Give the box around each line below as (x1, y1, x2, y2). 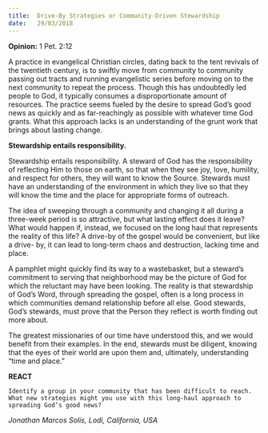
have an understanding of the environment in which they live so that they (8, 181, 249, 191)
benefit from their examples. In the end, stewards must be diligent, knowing (8, 338, 258, 349)
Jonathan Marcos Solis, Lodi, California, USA (8, 415, 158, 425)
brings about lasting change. (8, 125, 102, 135)
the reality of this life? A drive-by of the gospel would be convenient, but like (8, 231, 260, 241)
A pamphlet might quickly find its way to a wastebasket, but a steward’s (8, 264, 244, 273)
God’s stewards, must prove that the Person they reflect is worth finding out (8, 306, 258, 316)
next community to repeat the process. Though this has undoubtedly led (8, 82, 246, 92)
